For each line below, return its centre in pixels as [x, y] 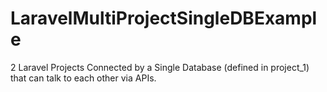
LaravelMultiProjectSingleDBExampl [164, 18]
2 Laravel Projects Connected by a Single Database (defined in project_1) [160, 67]
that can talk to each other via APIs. [83, 78]
